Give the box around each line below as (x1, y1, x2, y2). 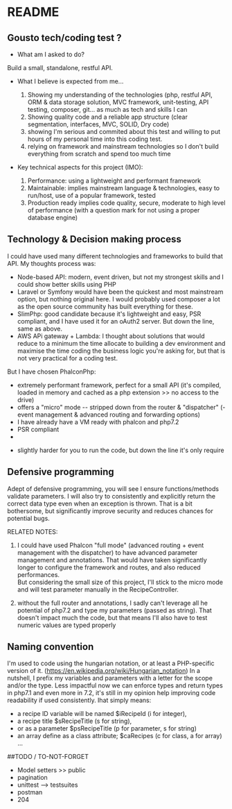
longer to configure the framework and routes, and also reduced (17, 563, 201, 572)
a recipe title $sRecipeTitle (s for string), (17, 717, 132, 726)
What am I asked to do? (17, 50, 85, 58)
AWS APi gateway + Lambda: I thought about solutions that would (17, 331, 205, 340)
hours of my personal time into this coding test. (27, 135, 163, 143)
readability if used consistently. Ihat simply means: (7, 696, 152, 705)
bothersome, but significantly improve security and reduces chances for (7, 506, 213, 515)
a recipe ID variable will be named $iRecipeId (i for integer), (17, 710, 187, 718)
